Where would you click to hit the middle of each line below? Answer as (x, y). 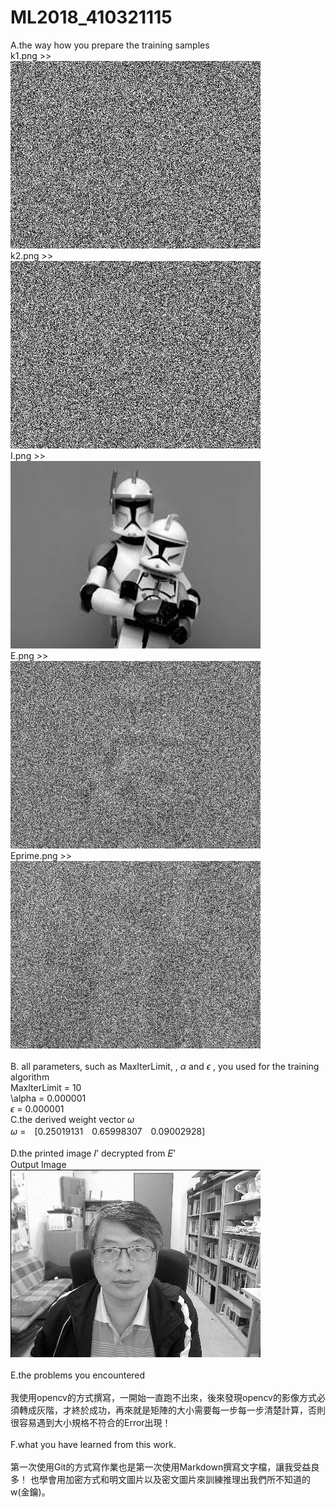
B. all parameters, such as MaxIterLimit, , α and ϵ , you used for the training (165, 1066)
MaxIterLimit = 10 (46, 1087)
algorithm (30, 1077)
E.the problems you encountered (78, 1375)
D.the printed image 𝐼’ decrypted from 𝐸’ (93, 1153)
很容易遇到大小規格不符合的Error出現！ (91, 1422)
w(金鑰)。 (30, 1492)
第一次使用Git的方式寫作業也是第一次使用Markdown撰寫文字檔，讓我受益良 (165, 1467)
